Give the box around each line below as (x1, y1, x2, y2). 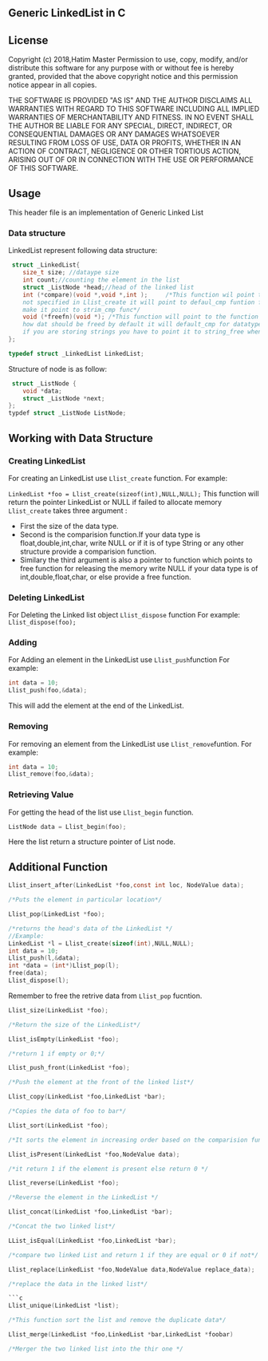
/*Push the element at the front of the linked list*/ (8, 1079, 195, 1087)
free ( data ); (8, 969, 48, 977)
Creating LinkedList (8, 455, 86, 466)
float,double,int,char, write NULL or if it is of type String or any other (19, 538, 244, 547)
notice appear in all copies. (8, 80, 97, 90)
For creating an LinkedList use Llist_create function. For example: (8, 473, 228, 483)
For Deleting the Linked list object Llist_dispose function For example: (8, 610, 241, 620)
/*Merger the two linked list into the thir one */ (8, 1344, 183, 1353)
